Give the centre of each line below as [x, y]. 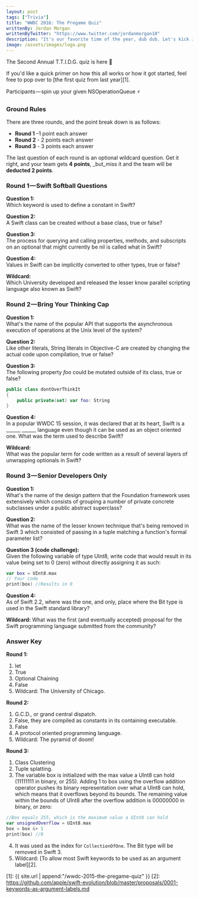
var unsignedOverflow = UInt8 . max [49, 823]
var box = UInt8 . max [32, 573]
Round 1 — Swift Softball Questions [57, 186]
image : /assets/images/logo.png [46, 45]
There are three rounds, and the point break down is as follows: [84, 122]
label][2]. [26, 864]
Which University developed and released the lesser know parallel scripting [98, 282]
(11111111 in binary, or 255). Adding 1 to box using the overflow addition [100, 781]
